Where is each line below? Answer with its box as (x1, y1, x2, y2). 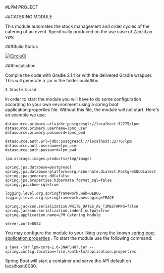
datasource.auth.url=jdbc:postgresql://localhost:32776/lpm (5, 139, 132, 144)
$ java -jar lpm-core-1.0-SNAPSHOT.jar (5, 245, 88, 250)
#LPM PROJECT (5, 4, 39, 10)
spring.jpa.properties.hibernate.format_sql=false (5, 178, 112, 183)
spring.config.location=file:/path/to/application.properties (5, 249, 136, 254)
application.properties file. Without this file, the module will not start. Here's (5, 107, 160, 112)
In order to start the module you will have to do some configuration (5, 96, 142, 102)
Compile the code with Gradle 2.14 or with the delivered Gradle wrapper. (5, 72, 153, 78)
